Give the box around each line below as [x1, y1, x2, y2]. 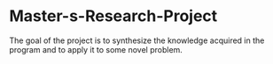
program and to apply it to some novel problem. [9, 44, 183, 54]
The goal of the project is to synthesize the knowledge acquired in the [9, 35, 265, 46]
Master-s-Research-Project [9, 6, 218, 26]
